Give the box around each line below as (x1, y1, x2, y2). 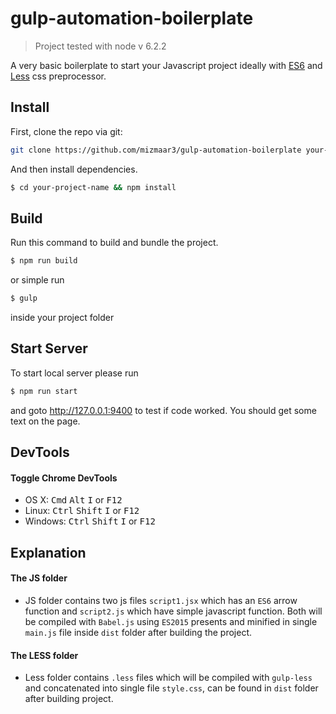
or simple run (10, 274, 65, 286)
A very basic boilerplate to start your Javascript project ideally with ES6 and (10, 59, 323, 71)
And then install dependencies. (10, 163, 138, 175)
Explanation (10, 544, 87, 561)
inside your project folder (10, 312, 115, 324)
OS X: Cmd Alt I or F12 (24, 494, 123, 506)
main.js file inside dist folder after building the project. (24, 626, 253, 638)
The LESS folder (10, 649, 79, 661)
